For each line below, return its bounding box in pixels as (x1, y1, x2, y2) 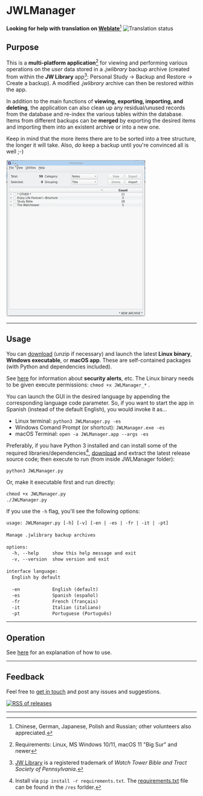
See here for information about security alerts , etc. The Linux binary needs (6, 374, 195, 382)
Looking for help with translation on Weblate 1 (6, 24, 122, 32)
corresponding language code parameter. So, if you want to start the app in (6, 399, 194, 406)
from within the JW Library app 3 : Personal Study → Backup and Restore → (6, 72, 193, 80)
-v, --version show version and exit (11, 556, 110, 562)
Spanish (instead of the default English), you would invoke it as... (6, 405, 167, 412)
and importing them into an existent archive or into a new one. (6, 123, 161, 130)
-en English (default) (11, 586, 98, 592)
